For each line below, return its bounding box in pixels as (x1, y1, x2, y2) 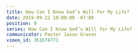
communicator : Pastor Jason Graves (6, 32, 97, 38)
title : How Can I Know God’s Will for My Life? (6, 9, 130, 15)
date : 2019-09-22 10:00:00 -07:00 (6, 15, 95, 21)
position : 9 (6, 20, 37, 26)
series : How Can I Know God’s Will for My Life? (6, 26, 133, 32)
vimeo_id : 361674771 (6, 37, 59, 43)
